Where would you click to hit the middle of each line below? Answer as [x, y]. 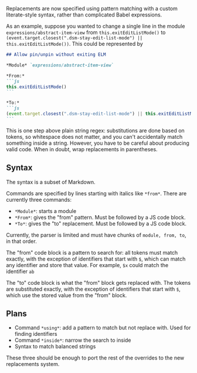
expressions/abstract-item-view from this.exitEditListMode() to [86, 32]
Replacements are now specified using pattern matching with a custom [92, 9]
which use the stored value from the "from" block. [67, 295]
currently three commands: [39, 199]
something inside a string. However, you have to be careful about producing [98, 143]
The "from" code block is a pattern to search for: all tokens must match [92, 252]
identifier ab [20, 271]
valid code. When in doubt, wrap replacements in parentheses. [82, 149]
